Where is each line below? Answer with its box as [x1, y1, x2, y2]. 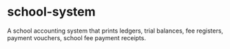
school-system [7, 4, 96, 20]
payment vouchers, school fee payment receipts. [7, 33, 147, 42]
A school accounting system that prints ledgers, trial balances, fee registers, [7, 27, 224, 35]
